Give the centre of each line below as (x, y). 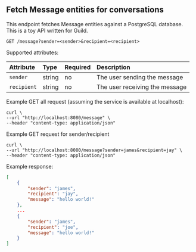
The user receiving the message (141, 87)
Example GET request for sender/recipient (58, 134)
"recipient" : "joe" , (53, 227)
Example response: (30, 166)
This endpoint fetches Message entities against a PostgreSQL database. (95, 24)
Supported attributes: (32, 52)
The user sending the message (140, 77)
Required (78, 67)
